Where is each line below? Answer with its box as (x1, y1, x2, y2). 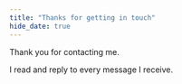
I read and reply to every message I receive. (9, 64, 174, 75)
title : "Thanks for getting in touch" (9, 13, 156, 23)
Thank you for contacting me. (9, 46, 120, 57)
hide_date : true (9, 22, 71, 31)
